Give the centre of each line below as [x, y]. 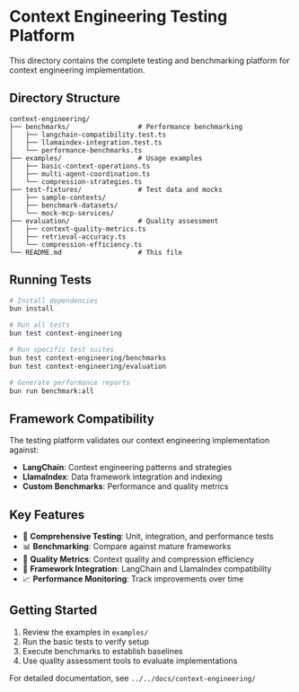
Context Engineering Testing [119, 17]
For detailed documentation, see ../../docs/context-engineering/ [132, 678]
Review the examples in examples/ [85, 632]
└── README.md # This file [96, 252]
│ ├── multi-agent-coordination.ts [80, 174]
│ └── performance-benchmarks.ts [76, 150]
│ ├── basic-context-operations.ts [80, 166]
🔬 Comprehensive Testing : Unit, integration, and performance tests [148, 537]
